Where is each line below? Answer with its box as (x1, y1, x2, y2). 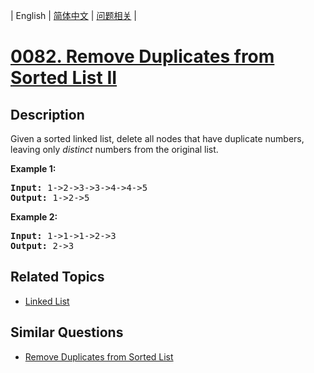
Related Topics (10, 269, 105, 286)
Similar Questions (10, 324, 124, 341)
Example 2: (10, 211, 58, 223)
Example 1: (10, 163, 57, 174)
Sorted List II (10, 67, 118, 89)
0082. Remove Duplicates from (10, 45, 275, 68)
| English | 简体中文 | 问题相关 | (10, 10, 137, 21)
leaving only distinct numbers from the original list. (10, 144, 219, 155)
